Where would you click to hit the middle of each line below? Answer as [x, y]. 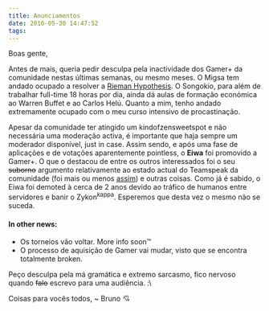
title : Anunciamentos [45, 16]
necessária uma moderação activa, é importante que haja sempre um [123, 136]
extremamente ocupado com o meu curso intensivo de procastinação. [124, 112]
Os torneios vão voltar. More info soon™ [86, 242]
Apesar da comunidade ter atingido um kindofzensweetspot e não [118, 127]
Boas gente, [28, 54]
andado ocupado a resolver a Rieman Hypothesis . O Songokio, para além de [134, 86]
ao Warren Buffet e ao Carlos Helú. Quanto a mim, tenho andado [115, 103]
